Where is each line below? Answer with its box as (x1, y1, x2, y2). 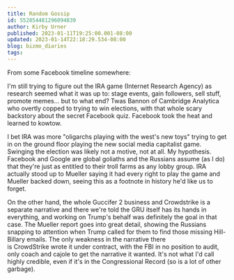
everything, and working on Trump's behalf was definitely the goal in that (7, 212, 217, 221)
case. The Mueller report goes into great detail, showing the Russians (7, 220, 207, 228)
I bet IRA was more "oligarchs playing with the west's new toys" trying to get (7, 132, 227, 140)
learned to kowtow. (7, 119, 62, 127)
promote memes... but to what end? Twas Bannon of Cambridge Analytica (7, 96, 219, 105)
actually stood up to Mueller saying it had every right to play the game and (7, 169, 221, 178)
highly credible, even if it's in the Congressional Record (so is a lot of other (7, 257, 221, 265)
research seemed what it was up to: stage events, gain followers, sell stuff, (7, 89, 221, 98)
